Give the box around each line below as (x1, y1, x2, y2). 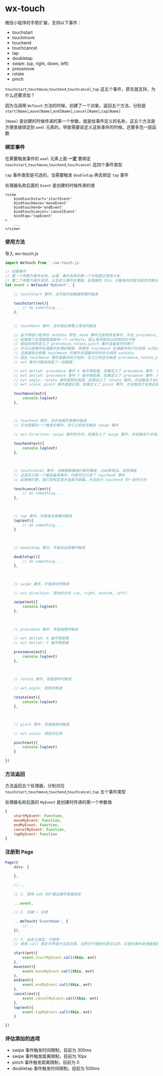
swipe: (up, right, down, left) (12, 60, 69, 66)
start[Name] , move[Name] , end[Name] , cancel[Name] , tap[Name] (5, 108, 121, 114)
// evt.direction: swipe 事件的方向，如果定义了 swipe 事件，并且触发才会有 (14, 432, 157, 437)
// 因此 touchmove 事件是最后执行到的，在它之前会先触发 (14, 355, 116, 360)
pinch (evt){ (14, 740, 38, 745)
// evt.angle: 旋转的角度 (14, 686, 63, 691)
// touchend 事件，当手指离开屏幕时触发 (14, 418, 87, 423)
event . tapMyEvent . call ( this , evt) (22, 1010, 92, 1015)
